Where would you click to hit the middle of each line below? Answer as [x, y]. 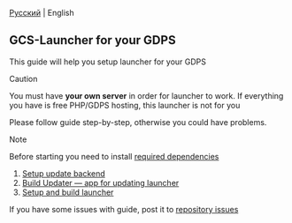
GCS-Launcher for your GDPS [92, 40]
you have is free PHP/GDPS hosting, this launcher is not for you [125, 105]
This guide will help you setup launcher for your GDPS [108, 62]
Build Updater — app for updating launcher [100, 182]
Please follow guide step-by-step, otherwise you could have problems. [138, 122]
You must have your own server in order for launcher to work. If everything [146, 95]
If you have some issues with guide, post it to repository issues [124, 209]
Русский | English [42, 13]
